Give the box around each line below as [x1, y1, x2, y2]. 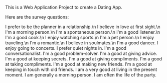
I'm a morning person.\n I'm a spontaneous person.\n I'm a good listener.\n [5, 29, 160, 35]
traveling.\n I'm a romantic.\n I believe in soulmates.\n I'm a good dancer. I [5, 40, 158, 46]
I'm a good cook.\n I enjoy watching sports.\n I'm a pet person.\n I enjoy [5, 35, 154, 40]
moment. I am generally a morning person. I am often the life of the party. [5, 72, 157, 77]
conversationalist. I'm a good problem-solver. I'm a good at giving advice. [5, 50, 157, 56]
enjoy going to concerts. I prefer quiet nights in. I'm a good [5, 45, 127, 51]
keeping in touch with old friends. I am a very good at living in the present [5, 66, 157, 72]
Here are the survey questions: [5, 14, 69, 20]
